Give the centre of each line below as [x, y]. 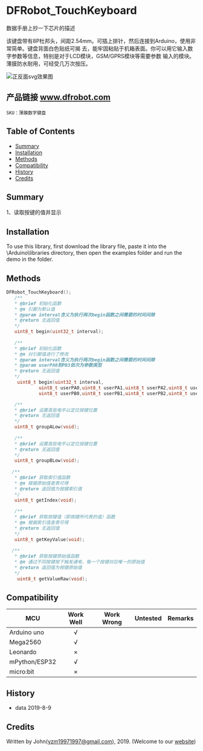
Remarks [181, 618]
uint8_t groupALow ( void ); [47, 427]
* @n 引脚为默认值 [35, 309]
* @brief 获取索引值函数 [42, 477]
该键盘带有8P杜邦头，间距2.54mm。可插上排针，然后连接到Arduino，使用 [98, 41]
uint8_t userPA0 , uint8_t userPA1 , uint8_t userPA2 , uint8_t [113, 388]
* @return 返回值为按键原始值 [48, 568]
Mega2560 [25, 642]
